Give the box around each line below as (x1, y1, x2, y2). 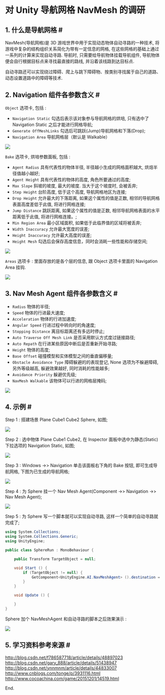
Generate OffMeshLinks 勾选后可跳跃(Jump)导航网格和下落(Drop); (12, 128, 146, 133)
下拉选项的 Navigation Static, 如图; (5, 443, 76, 449)
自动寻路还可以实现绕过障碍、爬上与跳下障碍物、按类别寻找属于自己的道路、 (5, 69, 161, 75)
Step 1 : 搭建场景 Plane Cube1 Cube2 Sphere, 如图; (5, 417, 108, 423)
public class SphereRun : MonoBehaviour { (5, 548, 94, 553)
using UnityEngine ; (5, 539, 45, 544)
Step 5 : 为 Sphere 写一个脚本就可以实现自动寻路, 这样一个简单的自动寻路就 (5, 514, 159, 520)
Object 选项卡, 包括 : (5, 105, 46, 111)
